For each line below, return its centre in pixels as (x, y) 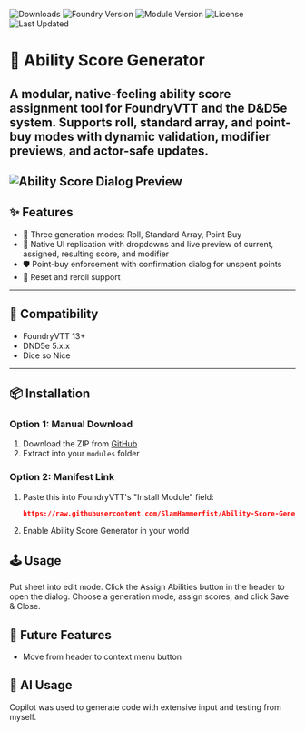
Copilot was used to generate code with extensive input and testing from (145, 707)
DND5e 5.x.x (46, 345)
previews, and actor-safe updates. (109, 150)
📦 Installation (50, 393)
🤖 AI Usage (41, 685)
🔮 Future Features (60, 635)
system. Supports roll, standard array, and (131, 122)
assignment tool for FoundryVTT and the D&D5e (148, 108)
